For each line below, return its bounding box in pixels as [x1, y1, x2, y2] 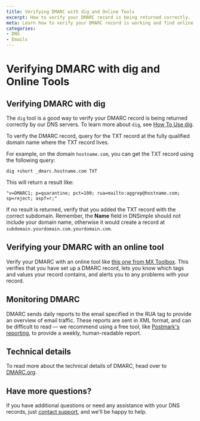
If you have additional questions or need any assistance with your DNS [6, 402, 180, 409]
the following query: [6, 156, 56, 164]
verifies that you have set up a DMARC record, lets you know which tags [6, 264, 184, 272]
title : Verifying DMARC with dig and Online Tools [6, 8, 135, 15]
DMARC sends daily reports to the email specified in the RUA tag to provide [6, 310, 192, 317]
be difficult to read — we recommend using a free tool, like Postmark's [6, 323, 180, 330]
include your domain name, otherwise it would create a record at [6, 219, 165, 226]
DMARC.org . [6, 368, 37, 376]
